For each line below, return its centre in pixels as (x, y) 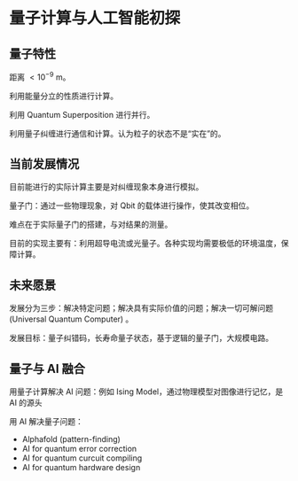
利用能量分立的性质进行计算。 (63, 96)
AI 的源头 (26, 403)
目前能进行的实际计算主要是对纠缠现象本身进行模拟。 (106, 187)
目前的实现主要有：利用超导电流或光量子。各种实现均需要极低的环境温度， (145, 244)
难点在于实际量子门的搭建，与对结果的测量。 (91, 225)
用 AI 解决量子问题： (47, 422)
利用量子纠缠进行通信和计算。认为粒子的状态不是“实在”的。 (118, 133)
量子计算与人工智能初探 (95, 18)
